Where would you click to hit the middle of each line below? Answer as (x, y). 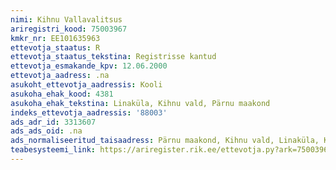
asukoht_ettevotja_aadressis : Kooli (86, 85)
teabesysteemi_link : (53, 150)
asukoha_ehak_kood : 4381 (62, 94)
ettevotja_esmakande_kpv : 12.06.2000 (89, 66)
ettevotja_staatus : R (55, 47)
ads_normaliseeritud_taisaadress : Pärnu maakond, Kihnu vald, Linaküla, (165, 141)
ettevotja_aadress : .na (60, 76)
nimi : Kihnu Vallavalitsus (66, 19)
